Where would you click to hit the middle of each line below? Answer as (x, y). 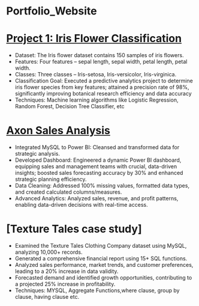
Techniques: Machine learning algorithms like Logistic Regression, (97, 100)
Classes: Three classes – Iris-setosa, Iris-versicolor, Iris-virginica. (96, 75)
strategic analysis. (37, 154)
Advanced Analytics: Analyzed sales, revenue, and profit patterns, (97, 198)
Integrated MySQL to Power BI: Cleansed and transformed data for (97, 147)
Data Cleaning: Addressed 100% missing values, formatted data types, (102, 186)
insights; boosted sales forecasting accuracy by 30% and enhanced (99, 173)
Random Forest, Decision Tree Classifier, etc (70, 106)
